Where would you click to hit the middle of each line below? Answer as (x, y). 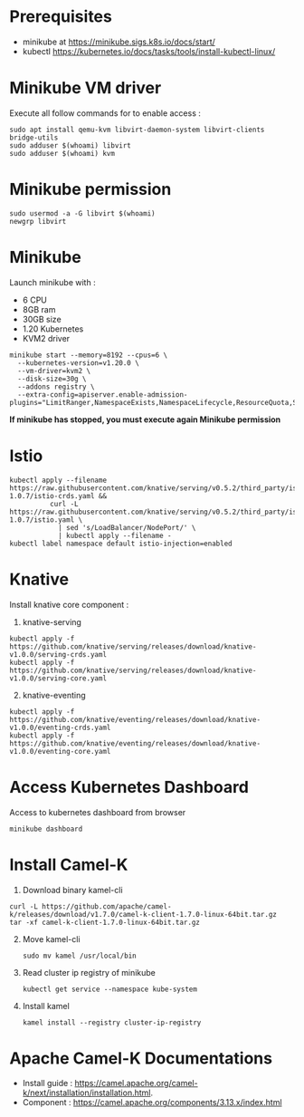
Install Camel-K (69, 865)
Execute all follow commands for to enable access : (105, 113)
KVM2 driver (46, 338)
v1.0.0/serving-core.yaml (58, 678)
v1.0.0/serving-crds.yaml (58, 654)
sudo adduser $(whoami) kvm (62, 153)
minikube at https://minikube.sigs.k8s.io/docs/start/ (119, 42)
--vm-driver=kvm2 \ (54, 371)
